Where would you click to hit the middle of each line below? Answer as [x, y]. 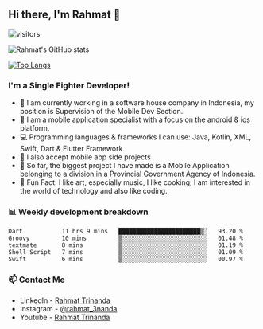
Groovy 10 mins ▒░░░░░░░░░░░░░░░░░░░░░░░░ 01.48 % [126, 239]
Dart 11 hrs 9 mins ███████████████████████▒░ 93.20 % [126, 232]
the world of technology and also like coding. [94, 191]
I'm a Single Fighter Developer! [69, 85]
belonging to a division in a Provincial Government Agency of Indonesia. [137, 174]
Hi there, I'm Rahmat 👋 [64, 15]
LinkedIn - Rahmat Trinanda [65, 300]
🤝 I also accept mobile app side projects [85, 157]
